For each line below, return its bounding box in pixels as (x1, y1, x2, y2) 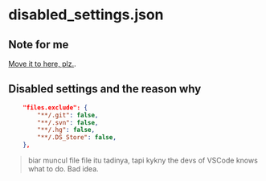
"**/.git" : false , (37, 111, 99, 119)
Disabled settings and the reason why (8, 82, 202, 96)
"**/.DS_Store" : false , (37, 134, 117, 142)
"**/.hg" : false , (37, 126, 95, 134)
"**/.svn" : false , (37, 118, 99, 126)
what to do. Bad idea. (27, 164, 99, 174)
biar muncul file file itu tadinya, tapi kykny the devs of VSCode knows (27, 155, 259, 166)
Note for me (8, 38, 69, 51)
